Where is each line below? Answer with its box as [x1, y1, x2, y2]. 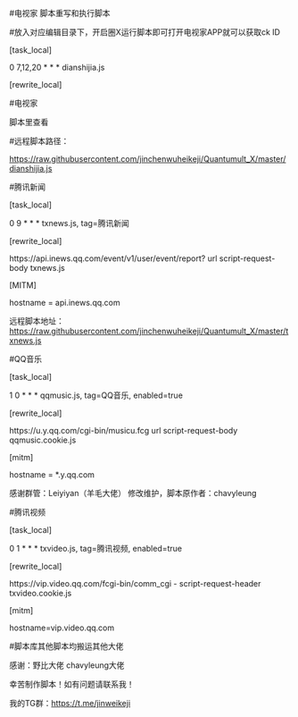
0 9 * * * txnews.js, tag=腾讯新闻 [9, 218, 129, 228]
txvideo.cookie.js [9, 588, 72, 598]
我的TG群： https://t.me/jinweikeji [9, 698, 131, 708]
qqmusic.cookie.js [9, 434, 77, 445]
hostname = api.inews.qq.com [9, 298, 120, 308]
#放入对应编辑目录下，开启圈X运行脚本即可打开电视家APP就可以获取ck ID [9, 27, 281, 38]
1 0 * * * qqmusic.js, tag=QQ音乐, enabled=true [9, 390, 183, 401]
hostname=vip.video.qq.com [9, 622, 115, 633]
